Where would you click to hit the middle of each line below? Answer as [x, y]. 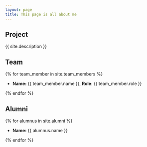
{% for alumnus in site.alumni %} [39, 121]
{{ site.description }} [26, 46]
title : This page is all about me [41, 14]
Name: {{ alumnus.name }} [40, 130]
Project [17, 35]
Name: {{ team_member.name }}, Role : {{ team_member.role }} [77, 84]
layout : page [19, 10]
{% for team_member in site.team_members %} [54, 74]
